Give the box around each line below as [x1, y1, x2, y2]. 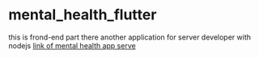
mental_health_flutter [8, 6, 157, 24]
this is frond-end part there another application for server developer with [8, 32, 252, 42]
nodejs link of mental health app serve [8, 40, 136, 50]
